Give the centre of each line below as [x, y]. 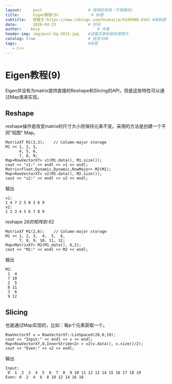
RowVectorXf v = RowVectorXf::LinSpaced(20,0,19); [61, 335]
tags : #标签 [52, 44]
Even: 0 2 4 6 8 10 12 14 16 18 [44, 377]
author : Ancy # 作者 [58, 29]
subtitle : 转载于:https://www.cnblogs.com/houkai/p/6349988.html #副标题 [86, 20]
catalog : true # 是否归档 [57, 39]
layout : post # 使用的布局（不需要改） [70, 10]
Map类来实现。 [26, 97]
